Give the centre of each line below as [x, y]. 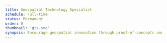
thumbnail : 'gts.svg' [28, 28]
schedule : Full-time [27, 14]
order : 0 [14, 23]
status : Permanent [24, 19]
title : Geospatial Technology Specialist [49, 10]
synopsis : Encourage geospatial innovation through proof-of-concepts [80, 33]
